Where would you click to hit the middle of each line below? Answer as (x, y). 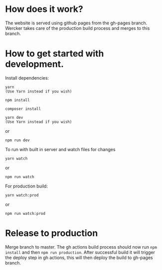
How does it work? (44, 9)
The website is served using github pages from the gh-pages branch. (76, 23)
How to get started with (55, 54)
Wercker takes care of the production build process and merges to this (78, 28)
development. (35, 64)
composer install (23, 109)
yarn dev (14, 117)
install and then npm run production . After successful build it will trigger (80, 252)
